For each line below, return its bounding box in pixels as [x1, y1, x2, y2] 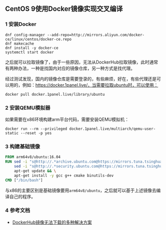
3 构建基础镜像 [5, 143, 41, 150]
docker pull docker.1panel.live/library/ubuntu [5, 92, 105, 97]
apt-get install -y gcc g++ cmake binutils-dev [14, 173, 114, 178]
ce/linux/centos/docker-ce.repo [5, 37, 72, 42]
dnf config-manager [5, 32, 45, 37]
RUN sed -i [5, 159, 28, 165]
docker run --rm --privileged [5, 126, 68, 131]
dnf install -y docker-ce [5, 45, 58, 51]
